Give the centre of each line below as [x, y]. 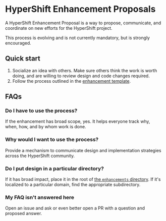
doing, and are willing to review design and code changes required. [81, 76]
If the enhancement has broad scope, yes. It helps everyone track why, [78, 121]
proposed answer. [24, 214]
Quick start [23, 59]
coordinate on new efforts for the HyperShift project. [59, 28]
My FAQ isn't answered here [40, 197]
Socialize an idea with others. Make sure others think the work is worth [84, 70]
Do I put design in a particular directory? [55, 168]
